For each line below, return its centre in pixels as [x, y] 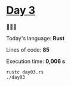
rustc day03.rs [25, 72]
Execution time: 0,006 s [36, 61]
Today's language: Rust [35, 38]
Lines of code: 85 [28, 50]
